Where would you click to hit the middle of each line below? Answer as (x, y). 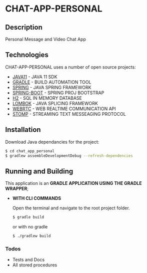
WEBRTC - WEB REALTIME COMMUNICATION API (64, 109)
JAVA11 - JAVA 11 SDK (35, 77)
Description (24, 27)
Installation (23, 130)
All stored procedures (35, 265)
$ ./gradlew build (31, 236)
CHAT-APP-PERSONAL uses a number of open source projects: (70, 67)
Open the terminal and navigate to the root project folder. (71, 208)
